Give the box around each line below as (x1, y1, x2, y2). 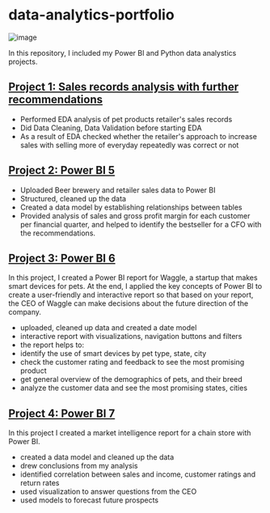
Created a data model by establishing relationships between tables (19, 202, 243, 212)
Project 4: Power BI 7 (8, 406, 116, 420)
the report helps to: (19, 340, 85, 350)
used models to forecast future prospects (19, 495, 159, 505)
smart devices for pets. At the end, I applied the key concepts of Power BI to (8, 282, 263, 291)
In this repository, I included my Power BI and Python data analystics (8, 48, 237, 57)
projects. (8, 57, 38, 66)
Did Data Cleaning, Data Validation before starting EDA (19, 123, 202, 133)
